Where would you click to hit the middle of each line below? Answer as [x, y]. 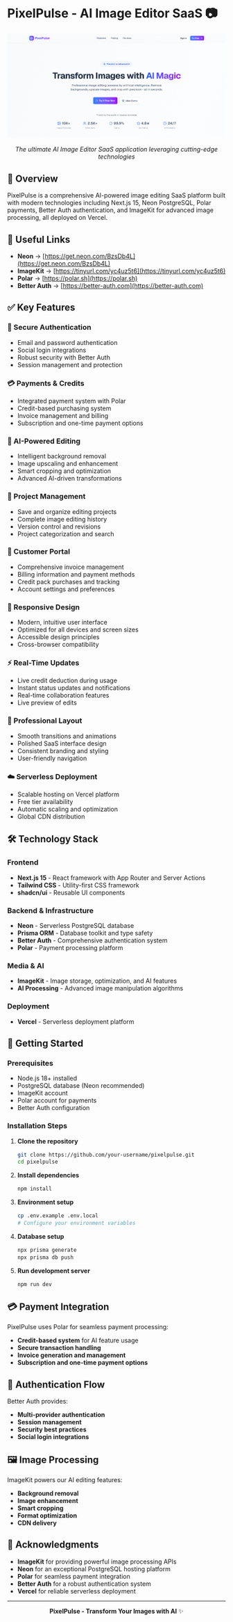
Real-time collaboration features [63, 696]
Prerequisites [30, 1063]
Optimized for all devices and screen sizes [78, 629]
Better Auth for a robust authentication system [84, 1584]
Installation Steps [37, 1126]
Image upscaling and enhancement [68, 464]
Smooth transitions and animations [67, 736]
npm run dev [34, 1284]
